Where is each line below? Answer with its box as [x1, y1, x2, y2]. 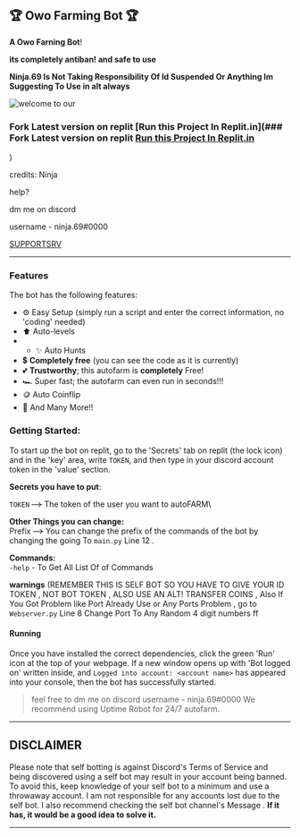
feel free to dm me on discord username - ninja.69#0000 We [30, 694, 256, 705]
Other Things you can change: [9, 516, 125, 526]
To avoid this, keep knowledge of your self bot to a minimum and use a [9, 781, 270, 791]
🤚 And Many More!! [21, 402, 94, 413]
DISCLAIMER [9, 738, 82, 753]
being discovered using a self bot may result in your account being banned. [9, 771, 287, 781]
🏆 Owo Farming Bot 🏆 [9, 8, 139, 23]
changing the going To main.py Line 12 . [9, 534, 154, 545]
